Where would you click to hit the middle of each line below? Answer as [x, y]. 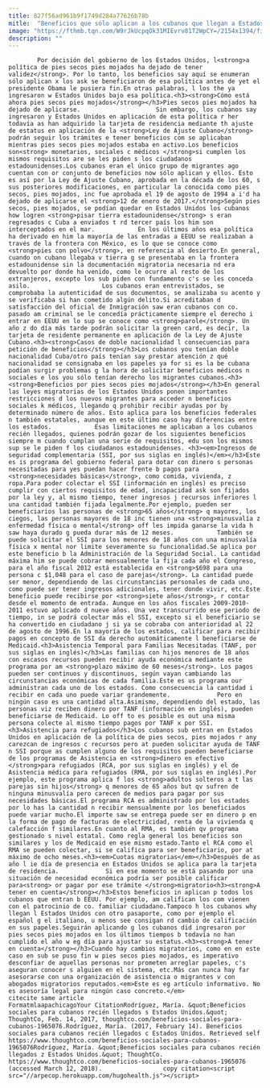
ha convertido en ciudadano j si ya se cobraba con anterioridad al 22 [131, 625]
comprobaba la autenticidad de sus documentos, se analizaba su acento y [135, 293]
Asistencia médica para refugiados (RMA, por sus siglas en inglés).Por [133, 773]
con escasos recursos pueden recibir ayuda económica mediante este [125, 660]
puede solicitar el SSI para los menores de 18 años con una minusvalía [133, 540]
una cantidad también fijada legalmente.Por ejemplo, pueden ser [120, 505]
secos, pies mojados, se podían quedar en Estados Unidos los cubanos [129, 209]
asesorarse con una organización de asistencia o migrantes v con [122, 977]
